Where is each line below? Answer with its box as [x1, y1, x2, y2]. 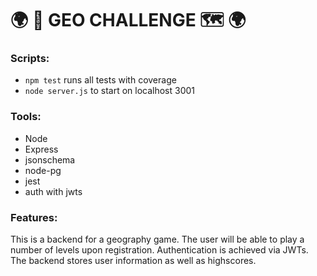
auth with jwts [24, 185, 83, 197]
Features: [10, 210, 58, 224]
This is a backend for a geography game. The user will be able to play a [10, 233, 305, 246]
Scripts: [10, 52, 50, 66]
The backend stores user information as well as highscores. [10, 255, 257, 267]
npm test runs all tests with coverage [24, 74, 177, 86]
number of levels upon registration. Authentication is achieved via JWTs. [10, 244, 309, 256]
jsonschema [24, 153, 76, 166]
